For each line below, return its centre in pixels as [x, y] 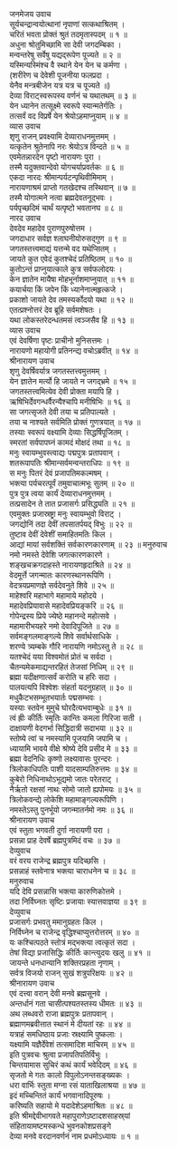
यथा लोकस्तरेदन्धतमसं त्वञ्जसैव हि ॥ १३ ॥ [71, 320]
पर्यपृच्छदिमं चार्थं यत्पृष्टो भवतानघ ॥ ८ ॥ [66, 208]
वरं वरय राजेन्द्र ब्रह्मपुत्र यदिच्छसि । [58, 861]
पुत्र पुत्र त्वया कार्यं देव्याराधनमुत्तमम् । [61, 493]
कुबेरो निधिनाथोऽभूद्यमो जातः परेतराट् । [64, 779]
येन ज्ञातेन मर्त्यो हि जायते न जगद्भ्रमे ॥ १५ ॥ [73, 381]
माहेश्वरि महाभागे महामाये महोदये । [57, 595]
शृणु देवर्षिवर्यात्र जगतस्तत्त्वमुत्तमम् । [58, 371]
